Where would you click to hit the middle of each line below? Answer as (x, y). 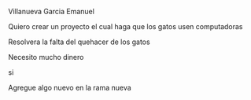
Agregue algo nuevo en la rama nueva (70, 87)
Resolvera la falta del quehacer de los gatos (79, 42)
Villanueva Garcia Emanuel (51, 11)
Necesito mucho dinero (46, 57)
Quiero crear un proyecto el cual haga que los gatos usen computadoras (125, 26)
